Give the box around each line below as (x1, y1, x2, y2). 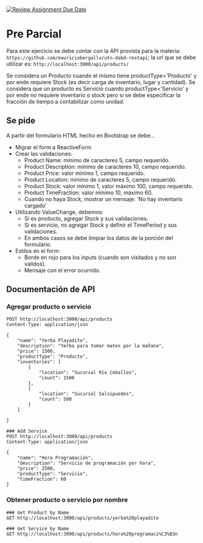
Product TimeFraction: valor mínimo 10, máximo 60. (24, 189, 153, 196)
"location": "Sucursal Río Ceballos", (38, 369, 137, 376)
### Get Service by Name (6, 525, 69, 531)
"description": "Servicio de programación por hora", (17, 460, 156, 466)
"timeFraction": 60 (17, 476, 67, 483)
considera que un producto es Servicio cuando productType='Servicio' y (6, 85, 189, 92)
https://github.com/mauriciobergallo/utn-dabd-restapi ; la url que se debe (6, 54, 196, 61)
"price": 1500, (17, 348, 56, 355)
